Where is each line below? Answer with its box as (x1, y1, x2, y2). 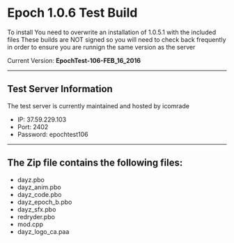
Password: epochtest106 (17, 130, 88, 138)
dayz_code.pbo (17, 190, 62, 198)
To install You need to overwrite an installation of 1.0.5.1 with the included (7, 28, 217, 36)
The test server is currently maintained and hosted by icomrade (7, 101, 190, 110)
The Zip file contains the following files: (7, 157, 183, 169)
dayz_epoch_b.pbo (17, 198, 72, 206)
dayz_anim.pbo (17, 183, 61, 191)
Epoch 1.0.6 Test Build (7, 5, 138, 21)
